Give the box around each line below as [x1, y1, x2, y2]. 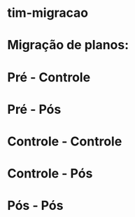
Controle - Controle [7, 133, 122, 149]
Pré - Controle [7, 69, 91, 85]
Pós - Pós [7, 198, 64, 213]
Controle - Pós [7, 166, 93, 182]
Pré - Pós [7, 101, 62, 117]
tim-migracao [7, 5, 89, 21]
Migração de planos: [7, 37, 129, 53]
